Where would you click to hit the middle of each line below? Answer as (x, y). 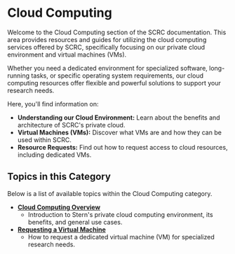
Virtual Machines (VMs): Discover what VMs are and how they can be (120, 132)
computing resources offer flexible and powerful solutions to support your (114, 83)
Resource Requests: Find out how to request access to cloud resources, (122, 147)
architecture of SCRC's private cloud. (71, 125)
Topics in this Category (59, 177)
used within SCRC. (44, 140)
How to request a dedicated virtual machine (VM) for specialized (121, 237)
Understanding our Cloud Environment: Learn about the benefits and (119, 118)
